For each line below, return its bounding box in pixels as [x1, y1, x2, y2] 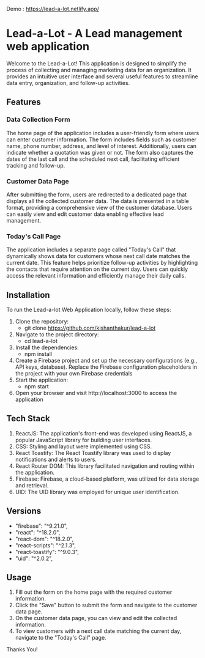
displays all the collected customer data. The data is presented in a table [6, 197, 189, 204]
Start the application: [15, 376, 69, 384]
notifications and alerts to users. [15, 456, 97, 463]
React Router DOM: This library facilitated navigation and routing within [15, 462, 195, 470]
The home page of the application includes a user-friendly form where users [6, 129, 199, 136]
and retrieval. [15, 481, 49, 489]
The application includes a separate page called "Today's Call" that [6, 246, 176, 253]
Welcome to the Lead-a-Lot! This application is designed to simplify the [6, 59, 187, 67]
